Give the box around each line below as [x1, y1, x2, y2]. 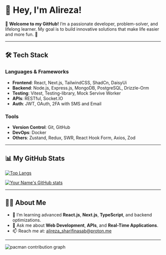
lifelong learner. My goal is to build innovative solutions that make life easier [5, 26, 160, 32]
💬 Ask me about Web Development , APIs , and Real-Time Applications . [12, 222, 159, 228]
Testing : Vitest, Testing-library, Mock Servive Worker [12, 90, 121, 96]
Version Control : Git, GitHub [12, 124, 71, 130]
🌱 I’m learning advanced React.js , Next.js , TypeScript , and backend [12, 211, 152, 217]
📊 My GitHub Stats [5, 154, 65, 163]
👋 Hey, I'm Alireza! [5, 4, 82, 16]
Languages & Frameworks [5, 68, 69, 75]
